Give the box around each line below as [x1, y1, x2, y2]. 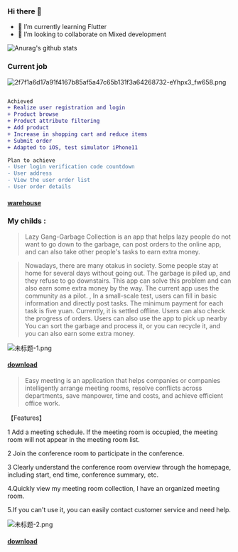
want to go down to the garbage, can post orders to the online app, [24, 239, 222, 248]
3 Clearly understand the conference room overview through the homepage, [7, 463, 232, 472]
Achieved [7, 97, 33, 105]
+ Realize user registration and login [7, 104, 126, 112]
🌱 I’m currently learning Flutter [17, 23, 107, 31]
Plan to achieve [7, 156, 55, 164]
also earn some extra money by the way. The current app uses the [24, 283, 220, 292]
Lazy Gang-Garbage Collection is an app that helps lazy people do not [24, 232, 231, 241]
